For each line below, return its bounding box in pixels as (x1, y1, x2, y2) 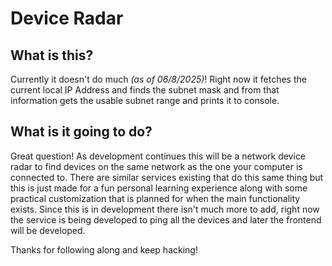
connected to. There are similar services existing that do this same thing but (10, 171, 324, 183)
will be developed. (10, 224, 86, 236)
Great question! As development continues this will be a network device (10, 150, 307, 162)
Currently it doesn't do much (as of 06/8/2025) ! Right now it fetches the (10, 73, 307, 85)
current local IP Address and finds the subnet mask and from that (10, 84, 280, 96)
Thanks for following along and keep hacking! (10, 243, 198, 256)
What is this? (10, 47, 94, 64)
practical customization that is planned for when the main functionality (10, 192, 301, 204)
